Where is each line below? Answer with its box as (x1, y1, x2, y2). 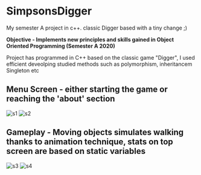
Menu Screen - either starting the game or (6, 84, 168, 95)
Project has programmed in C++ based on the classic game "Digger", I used (6, 54, 195, 61)
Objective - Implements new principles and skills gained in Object (6, 36, 174, 43)
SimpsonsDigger (6, 4, 92, 18)
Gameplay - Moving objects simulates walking (6, 127, 184, 138)
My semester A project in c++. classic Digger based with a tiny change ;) (6, 24, 188, 31)
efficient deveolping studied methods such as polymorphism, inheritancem (6, 60, 193, 68)
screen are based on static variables (6, 146, 146, 156)
